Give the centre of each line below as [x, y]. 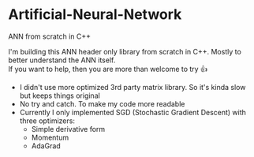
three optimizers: [47, 121]
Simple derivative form [68, 129]
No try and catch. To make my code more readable [102, 103]
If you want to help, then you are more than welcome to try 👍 [108, 69]
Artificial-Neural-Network [95, 15]
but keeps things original [60, 95]
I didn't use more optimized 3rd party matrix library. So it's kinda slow [133, 87]
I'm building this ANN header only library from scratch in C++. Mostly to [125, 51]
